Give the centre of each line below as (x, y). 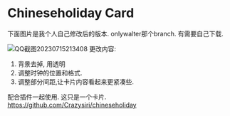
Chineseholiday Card (71, 13)
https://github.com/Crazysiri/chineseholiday (72, 105)
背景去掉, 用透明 (41, 64)
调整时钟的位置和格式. (50, 73)
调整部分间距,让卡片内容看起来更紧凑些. (75, 81)
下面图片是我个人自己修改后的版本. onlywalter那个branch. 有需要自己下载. (116, 33)
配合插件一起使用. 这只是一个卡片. (57, 97)
